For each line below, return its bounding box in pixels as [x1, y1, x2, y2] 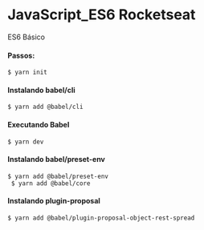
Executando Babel [7, 119, 70, 129]
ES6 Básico [7, 32, 46, 42]
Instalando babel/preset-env [7, 155, 106, 164]
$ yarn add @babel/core [10, 179, 91, 188]
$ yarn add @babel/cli [7, 103, 84, 111]
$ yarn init [7, 68, 47, 77]
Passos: [7, 50, 35, 60]
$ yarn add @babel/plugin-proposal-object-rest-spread [7, 214, 195, 222]
